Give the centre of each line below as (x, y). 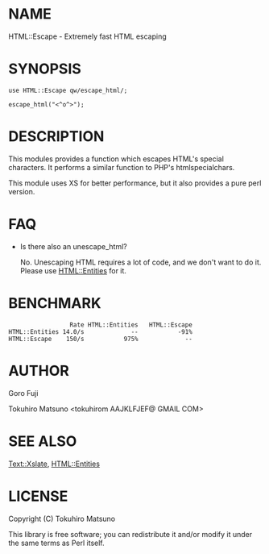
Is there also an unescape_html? (73, 246)
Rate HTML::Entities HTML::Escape (131, 325)
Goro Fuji (23, 393)
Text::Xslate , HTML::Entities (54, 464)
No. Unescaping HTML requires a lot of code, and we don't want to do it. (141, 262)
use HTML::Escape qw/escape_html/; (68, 90)
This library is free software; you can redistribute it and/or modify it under (130, 534)
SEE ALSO (43, 441)
